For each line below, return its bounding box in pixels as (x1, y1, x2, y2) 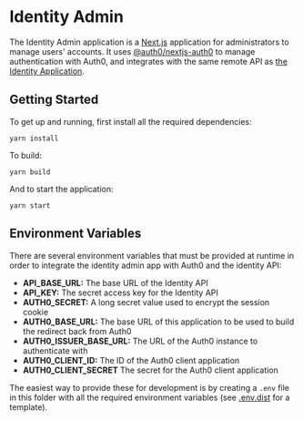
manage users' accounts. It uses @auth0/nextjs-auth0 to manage (9, 46, 256, 56)
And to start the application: (9, 183, 114, 194)
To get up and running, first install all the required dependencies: (9, 116, 252, 127)
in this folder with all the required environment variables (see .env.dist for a (9, 392, 290, 403)
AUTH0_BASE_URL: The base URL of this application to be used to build (22, 316, 295, 327)
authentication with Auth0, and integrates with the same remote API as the (9, 56, 288, 67)
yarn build (9, 167, 51, 177)
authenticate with (22, 344, 88, 356)
